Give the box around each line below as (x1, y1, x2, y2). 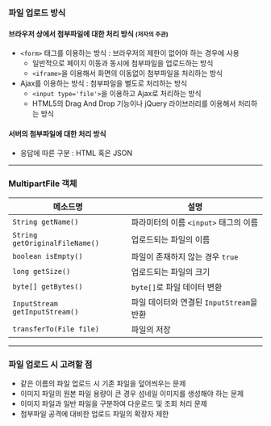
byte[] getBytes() (12, 281, 83, 291)
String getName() (12, 217, 79, 226)
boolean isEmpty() (12, 251, 83, 260)
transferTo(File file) (12, 324, 99, 333)
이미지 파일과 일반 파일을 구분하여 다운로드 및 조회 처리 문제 (19, 399, 208, 408)
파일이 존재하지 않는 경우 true (131, 251, 239, 262)
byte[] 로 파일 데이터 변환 (131, 281, 223, 293)
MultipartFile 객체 (8, 178, 77, 189)
